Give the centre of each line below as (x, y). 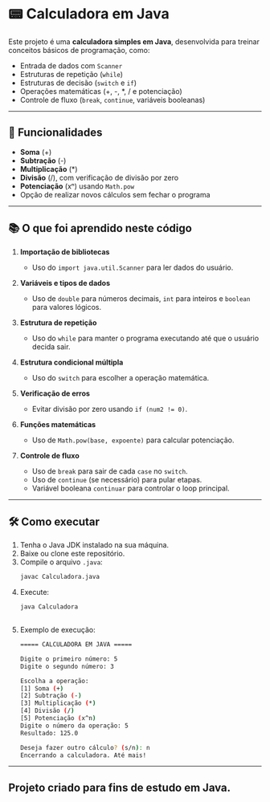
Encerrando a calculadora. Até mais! (83, 755)
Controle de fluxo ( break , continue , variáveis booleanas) (112, 100)
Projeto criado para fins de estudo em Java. (120, 787)
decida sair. (51, 346)
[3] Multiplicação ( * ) (58, 703)
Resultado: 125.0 (49, 733)
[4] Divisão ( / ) (47, 711)
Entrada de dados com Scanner (71, 65)
